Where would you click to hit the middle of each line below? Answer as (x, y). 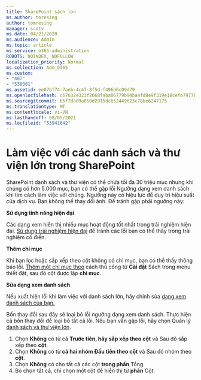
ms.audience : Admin (31, 40)
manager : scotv (25, 28)
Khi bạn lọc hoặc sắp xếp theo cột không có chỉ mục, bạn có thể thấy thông (100, 261)
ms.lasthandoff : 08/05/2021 (41, 117)
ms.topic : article (29, 46)
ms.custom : (20, 73)
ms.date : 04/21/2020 (32, 34)
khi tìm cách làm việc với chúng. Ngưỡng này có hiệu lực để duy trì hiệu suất (100, 195)
